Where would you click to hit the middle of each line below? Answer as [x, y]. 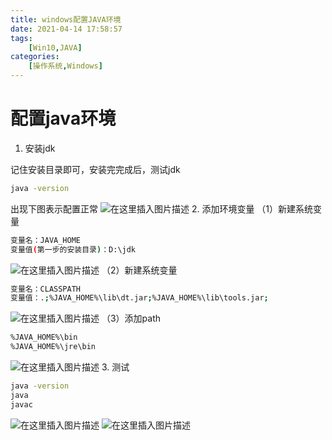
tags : [21, 38]
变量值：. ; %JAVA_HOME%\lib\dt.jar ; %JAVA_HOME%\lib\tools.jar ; [139, 298]
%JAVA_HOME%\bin [44, 337]
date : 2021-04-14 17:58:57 [66, 29]
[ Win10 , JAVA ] [55, 47]
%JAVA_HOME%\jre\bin [53, 347]
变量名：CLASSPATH [45, 289]
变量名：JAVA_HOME [45, 240]
